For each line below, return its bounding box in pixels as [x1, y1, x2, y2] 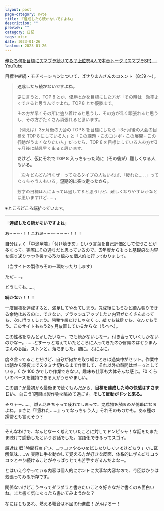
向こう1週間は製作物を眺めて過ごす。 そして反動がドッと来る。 [19, 391, 144, 397]
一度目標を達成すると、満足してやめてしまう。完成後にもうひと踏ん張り [5, 305, 150, 311]
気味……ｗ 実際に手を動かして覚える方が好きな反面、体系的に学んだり [9, 451, 150, 457]
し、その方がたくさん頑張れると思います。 [17, 116, 102, 122]
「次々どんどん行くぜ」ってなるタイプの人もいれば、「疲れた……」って [17, 172, 159, 178]
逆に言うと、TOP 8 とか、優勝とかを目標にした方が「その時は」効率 [17, 94, 155, 100]
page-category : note [5, 12, 47, 17]
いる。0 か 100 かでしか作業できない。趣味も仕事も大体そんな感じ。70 [5, 368, 148, 374]
